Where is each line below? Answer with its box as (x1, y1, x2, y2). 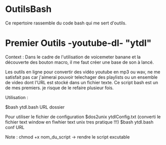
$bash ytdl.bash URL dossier (5, 104, 65, 110)
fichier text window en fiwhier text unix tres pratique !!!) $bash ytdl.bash (5, 119, 154, 125)
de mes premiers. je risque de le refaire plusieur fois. (5, 85, 114, 91)
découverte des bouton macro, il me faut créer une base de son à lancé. (5, 59, 154, 65)
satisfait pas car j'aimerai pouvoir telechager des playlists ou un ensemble (5, 74, 158, 80)
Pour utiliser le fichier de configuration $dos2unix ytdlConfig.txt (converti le (5, 114, 161, 120)
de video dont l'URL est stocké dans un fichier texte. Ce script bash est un (5, 79, 158, 85)
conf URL (5, 124, 25, 130)
